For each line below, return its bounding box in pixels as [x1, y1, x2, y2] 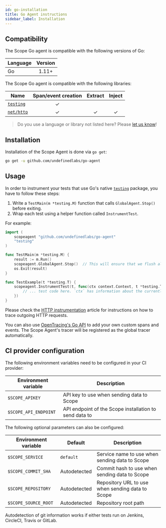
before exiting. [12, 205, 42, 211]
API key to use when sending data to [63, 391, 148, 398]
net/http [7, 109, 28, 115]
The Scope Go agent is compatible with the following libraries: [5, 81, 132, 87]
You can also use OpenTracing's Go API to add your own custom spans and [5, 322, 159, 328]
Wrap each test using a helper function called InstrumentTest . [12, 211, 139, 217]
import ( [5, 229, 23, 235]
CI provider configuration [5, 347, 85, 355]
